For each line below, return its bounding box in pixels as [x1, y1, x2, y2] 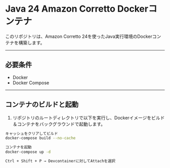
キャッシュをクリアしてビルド [5, 131, 58, 136]
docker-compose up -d [5, 149, 51, 155]
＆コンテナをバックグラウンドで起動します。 [12, 121, 105, 127]
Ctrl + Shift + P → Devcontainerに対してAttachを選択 [5, 158, 115, 164]
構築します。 [18, 39, 45, 45]
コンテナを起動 [5, 145, 32, 150]
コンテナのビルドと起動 [5, 100, 78, 109]
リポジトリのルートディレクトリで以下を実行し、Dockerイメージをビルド [12, 115, 165, 121]
